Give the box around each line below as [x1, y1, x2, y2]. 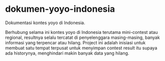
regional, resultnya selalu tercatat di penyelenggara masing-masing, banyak [5, 34, 160, 40]
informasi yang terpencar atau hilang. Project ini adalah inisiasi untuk [5, 39, 146, 45]
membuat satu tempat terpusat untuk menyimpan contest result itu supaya [5, 45, 158, 51]
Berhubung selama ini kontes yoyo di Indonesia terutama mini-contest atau [5, 29, 158, 35]
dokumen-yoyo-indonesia [5, 3, 115, 15]
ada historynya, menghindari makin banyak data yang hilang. [5, 50, 130, 56]
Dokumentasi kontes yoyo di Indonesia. [5, 20, 86, 26]
